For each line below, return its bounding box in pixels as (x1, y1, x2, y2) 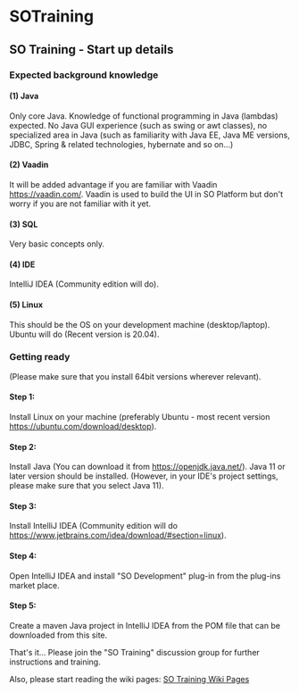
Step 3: (9, 500, 37, 511)
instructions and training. (9, 656, 101, 667)
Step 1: (9, 391, 36, 403)
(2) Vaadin (9, 159, 49, 171)
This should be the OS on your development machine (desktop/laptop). (9, 319, 270, 330)
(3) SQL (9, 219, 38, 230)
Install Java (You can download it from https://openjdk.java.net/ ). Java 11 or (9, 462, 286, 472)
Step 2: (9, 441, 37, 452)
